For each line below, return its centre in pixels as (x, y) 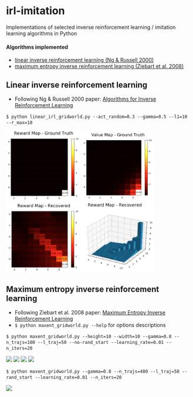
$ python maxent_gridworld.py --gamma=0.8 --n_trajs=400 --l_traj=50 (93, 371)
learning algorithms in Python (42, 33)
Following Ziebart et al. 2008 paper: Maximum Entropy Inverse (90, 312)
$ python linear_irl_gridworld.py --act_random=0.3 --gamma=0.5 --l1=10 (97, 117)
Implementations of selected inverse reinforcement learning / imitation (91, 27)
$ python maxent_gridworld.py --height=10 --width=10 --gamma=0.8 (89, 336)
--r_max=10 (19, 123)
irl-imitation (35, 11)
